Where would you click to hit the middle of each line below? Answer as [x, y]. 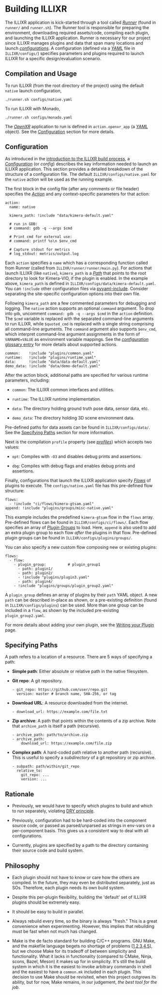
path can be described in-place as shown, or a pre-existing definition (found [81, 600]
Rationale [20, 794]
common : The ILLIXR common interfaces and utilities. [63, 389]
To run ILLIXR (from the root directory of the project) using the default [74, 85]
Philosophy [22, 866]
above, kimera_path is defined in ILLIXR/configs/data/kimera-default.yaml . [81, 283]
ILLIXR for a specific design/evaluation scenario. [53, 58]
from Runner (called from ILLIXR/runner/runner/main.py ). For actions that [79, 268]
